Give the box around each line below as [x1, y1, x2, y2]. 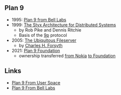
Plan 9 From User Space [11, 79, 61, 85]
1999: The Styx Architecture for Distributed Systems [11, 22, 116, 28]
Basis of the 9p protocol [18, 32, 68, 38]
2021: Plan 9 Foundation [11, 47, 60, 53]
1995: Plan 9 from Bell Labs [11, 16, 67, 22]
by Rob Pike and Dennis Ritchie [18, 27, 82, 33]
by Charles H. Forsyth [18, 42, 63, 48]
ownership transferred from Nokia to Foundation [18, 53, 116, 59]
